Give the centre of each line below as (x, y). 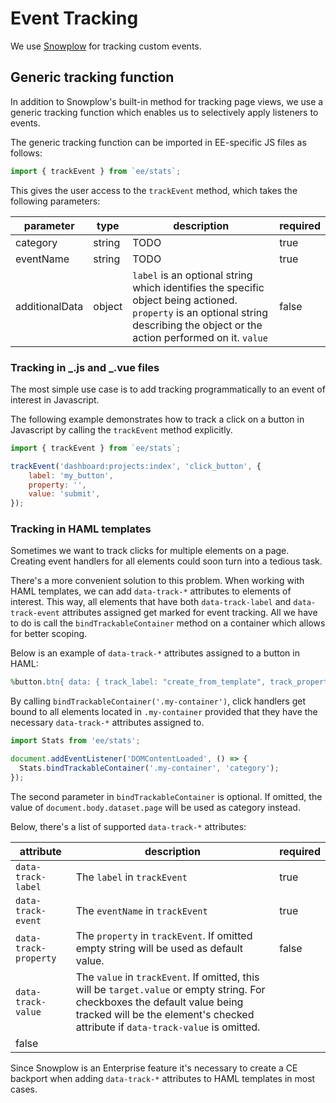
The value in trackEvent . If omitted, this (167, 977)
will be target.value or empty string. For (170, 989)
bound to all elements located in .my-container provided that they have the (164, 712)
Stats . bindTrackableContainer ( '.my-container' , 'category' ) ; (149, 768)
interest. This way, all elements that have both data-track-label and (151, 602)
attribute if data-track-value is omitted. (168, 1027)
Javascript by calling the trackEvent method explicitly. (121, 429)
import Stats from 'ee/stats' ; (75, 741)
